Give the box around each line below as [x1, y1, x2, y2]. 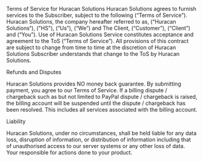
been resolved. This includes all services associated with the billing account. [6, 106, 198, 113]
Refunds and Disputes [6, 69, 62, 75]
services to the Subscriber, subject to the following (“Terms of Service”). [6, 12, 188, 19]
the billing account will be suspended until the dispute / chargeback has [6, 100, 186, 107]
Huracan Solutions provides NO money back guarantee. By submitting [6, 80, 182, 87]
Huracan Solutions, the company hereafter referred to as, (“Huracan [6, 18, 176, 25]
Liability [6, 118, 26, 125]
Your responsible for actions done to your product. [6, 149, 133, 156]
